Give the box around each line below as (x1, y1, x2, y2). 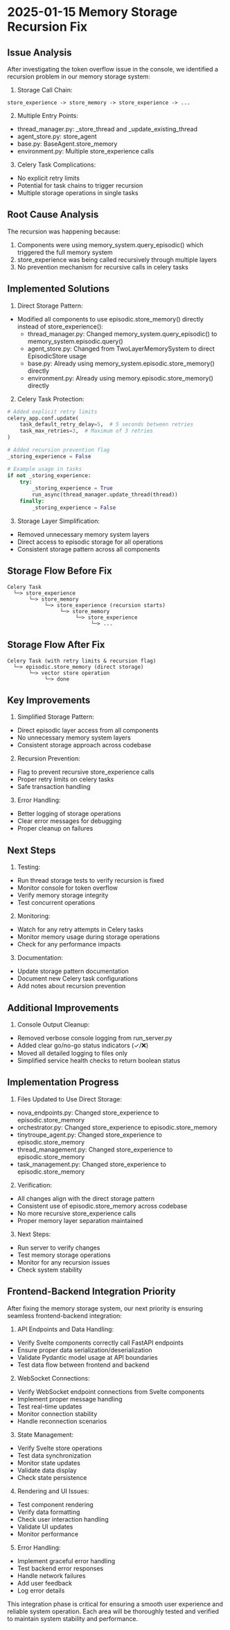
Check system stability (17, 1265, 82, 1274)
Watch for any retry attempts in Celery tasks (17, 925, 144, 934)
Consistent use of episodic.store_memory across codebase (17, 1201, 188, 1210)
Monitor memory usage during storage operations (17, 933, 160, 941)
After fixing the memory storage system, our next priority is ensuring (7, 1304, 203, 1313)
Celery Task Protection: (17, 394, 85, 403)
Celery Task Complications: (17, 160, 96, 169)
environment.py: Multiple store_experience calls (17, 147, 154, 155)
